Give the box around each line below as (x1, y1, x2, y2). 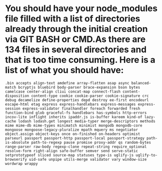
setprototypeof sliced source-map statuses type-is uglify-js (5, 153, 134, 157)
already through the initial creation (5, 24, 148, 34)
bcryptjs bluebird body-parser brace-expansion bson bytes (18, 85, 140, 90)
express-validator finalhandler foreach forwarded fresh (22, 106, 140, 111)
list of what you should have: (5, 65, 124, 76)
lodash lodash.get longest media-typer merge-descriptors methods (18, 119, 156, 124)
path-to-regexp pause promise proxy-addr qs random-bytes (31, 140, 151, 145)
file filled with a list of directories (5, 13, 141, 24)
